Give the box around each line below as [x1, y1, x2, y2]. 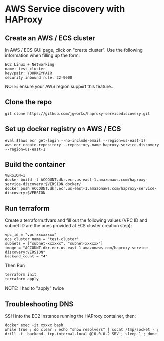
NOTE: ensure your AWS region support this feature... [5, 84, 115, 89]
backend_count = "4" [5, 254, 48, 259]
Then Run [5, 262, 25, 269]
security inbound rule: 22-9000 [5, 75, 72, 80]
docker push [5, 186, 30, 191]
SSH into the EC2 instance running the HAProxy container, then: [5, 313, 136, 319]
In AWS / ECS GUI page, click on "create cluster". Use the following [5, 47, 143, 53]
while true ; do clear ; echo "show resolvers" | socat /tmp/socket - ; [5, 327, 159, 332]
